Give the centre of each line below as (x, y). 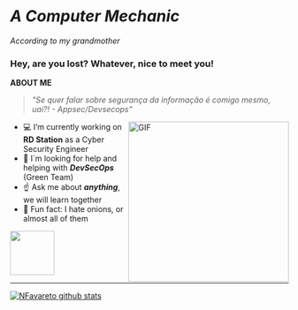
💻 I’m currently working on (73, 127)
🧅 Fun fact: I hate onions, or (73, 209)
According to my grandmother (65, 41)
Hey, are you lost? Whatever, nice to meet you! (112, 64)
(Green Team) (48, 178)
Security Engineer (56, 149)
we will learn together (62, 200)
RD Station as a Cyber (64, 140)
